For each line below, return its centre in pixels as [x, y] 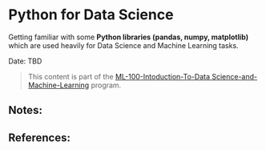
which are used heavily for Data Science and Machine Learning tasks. [123, 45]
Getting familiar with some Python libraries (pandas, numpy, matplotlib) [129, 37]
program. [106, 85]
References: [39, 138]
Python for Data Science [91, 15]
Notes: [25, 110]
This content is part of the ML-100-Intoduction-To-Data [119, 76]
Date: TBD [25, 61]
